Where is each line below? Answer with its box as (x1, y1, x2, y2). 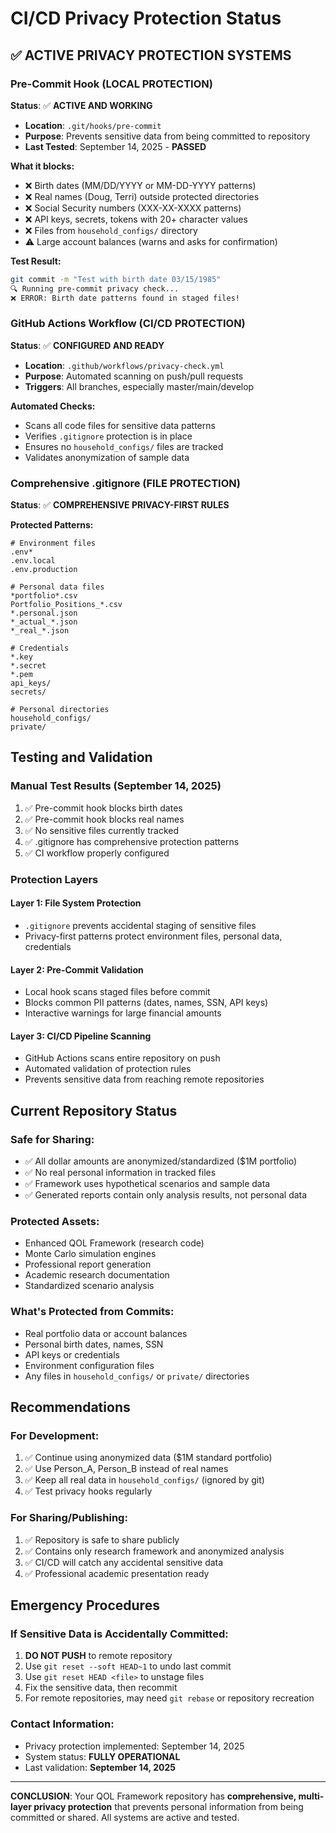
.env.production (10, 565, 78, 575)
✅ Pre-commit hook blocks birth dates (24, 802, 183, 814)
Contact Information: (10, 1717, 115, 1731)
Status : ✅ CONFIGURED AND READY (10, 339, 165, 351)
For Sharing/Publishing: (10, 1511, 128, 1525)
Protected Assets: (10, 1214, 100, 1228)
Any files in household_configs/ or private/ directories (24, 1370, 250, 1382)
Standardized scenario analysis (24, 1280, 155, 1292)
